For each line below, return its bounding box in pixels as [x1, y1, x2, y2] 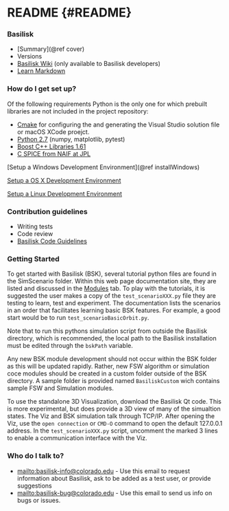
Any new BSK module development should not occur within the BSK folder [7, 355, 217, 363]
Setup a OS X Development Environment [7, 176, 121, 184]
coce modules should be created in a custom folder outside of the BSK [7, 369, 207, 378]
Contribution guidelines [7, 206, 88, 216]
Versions [16, 52, 43, 61]
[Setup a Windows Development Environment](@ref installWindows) [7, 163, 200, 171]
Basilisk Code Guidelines [16, 237, 88, 246]
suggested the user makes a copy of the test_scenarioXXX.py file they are [7, 292, 216, 300]
